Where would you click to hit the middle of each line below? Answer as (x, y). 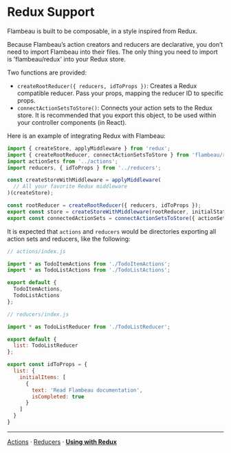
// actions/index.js (37, 251)
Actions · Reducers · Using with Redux (62, 441)
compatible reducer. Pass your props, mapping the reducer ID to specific (120, 93)
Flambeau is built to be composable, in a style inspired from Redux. (102, 31)
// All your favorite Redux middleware (70, 187)
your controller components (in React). (72, 122)
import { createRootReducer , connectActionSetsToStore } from (98, 155)
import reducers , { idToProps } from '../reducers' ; (84, 168)
